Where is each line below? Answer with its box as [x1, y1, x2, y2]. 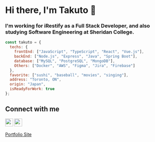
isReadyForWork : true [9, 86, 55, 91]
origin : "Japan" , [9, 82, 46, 87]
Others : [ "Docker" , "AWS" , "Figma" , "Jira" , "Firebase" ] [14, 63, 135, 68]
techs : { [9, 44, 28, 49]
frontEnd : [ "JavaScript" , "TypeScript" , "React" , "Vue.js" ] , [14, 49, 144, 54]
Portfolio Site [5, 131, 32, 137]
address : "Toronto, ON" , [9, 77, 61, 82]
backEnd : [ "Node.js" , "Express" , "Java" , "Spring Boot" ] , [14, 54, 137, 59]
